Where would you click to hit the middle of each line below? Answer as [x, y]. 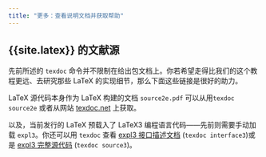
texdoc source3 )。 [107, 145]
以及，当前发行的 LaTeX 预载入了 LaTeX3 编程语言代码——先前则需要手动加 [133, 125]
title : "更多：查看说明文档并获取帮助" [66, 16]
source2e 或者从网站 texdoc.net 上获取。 [75, 108]
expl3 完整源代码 [45, 145]
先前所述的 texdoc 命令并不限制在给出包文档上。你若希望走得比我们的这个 [129, 71]
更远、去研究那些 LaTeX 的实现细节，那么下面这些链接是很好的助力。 [128, 81]
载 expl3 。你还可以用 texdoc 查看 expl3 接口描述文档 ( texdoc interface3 [127, 135]
